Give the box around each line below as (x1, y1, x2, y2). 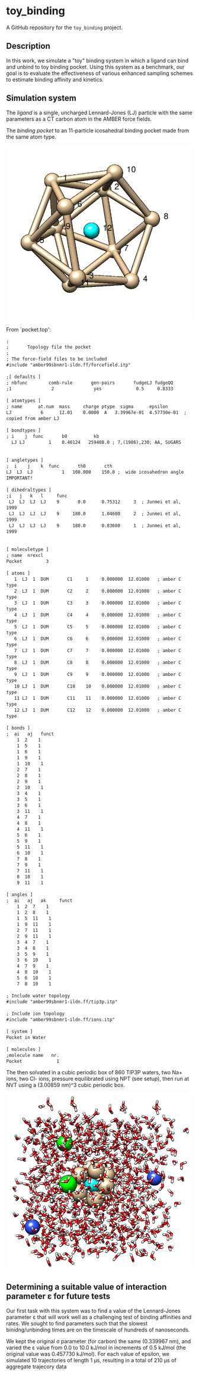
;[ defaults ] (6, 374, 41, 380)
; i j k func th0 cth (6, 463, 113, 470)
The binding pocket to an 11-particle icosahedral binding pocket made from (6, 127, 190, 134)
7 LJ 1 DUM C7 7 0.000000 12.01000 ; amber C (14, 648, 182, 654)
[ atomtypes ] (6, 398, 41, 404)
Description (6, 41, 50, 51)
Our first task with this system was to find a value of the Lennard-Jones (6, 1307, 181, 1314)
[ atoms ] (6, 570, 31, 577)
